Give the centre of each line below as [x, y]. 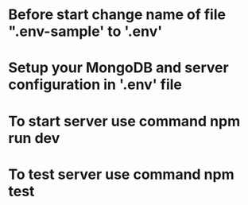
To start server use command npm [124, 121]
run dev [34, 138]
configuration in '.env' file [95, 85]
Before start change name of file [117, 15]
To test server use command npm [121, 174]
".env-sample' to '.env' [85, 31]
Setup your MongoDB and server [118, 68]
